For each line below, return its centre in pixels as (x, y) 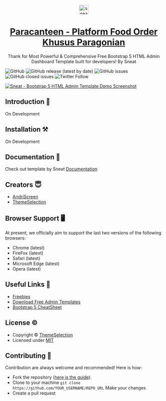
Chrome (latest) (28, 248)
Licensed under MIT (33, 340)
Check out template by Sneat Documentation (51, 169)
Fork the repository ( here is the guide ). (52, 377)
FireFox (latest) (28, 253)
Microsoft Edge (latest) (36, 264)
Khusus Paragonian (84, 43)
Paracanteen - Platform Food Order (84, 32)
